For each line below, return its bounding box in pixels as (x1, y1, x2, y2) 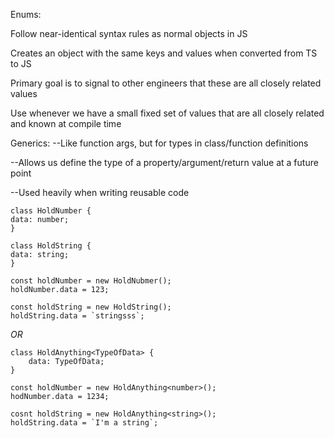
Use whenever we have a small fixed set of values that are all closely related (10, 107, 325, 119)
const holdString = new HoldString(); (10, 302, 172, 312)
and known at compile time (10, 118, 122, 129)
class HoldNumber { (10, 206, 92, 216)
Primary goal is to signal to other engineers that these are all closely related (10, 77, 322, 89)
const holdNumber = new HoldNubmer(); (10, 276, 172, 286)
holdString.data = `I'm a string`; (10, 418, 159, 428)
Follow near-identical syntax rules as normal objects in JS (10, 28, 248, 39)
